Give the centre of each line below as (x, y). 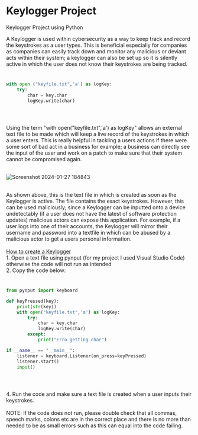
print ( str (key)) (37, 306)
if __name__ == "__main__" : (41, 350)
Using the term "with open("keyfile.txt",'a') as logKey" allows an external (94, 127)
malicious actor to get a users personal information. (69, 239)
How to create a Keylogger (39, 251)
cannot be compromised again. (44, 159)
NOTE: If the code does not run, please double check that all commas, (92, 412)
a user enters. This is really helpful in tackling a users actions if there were (97, 140)
